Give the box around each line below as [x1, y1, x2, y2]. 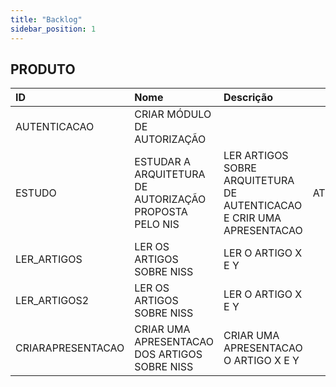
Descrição [223, 91, 274, 105]
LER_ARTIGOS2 [15, 294, 90, 308]
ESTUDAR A [134, 155, 192, 169]
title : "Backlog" [10, 14, 83, 25]
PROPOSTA [134, 205, 188, 219]
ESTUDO [15, 186, 57, 200]
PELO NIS [134, 217, 180, 231]
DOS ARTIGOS [134, 347, 203, 361]
